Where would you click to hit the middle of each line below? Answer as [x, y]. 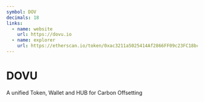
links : [15, 23]
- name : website [32, 29]
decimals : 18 [23, 18]
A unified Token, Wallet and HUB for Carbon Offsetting [74, 92]
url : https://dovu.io [44, 35]
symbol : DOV [21, 12]
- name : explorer [34, 40]
